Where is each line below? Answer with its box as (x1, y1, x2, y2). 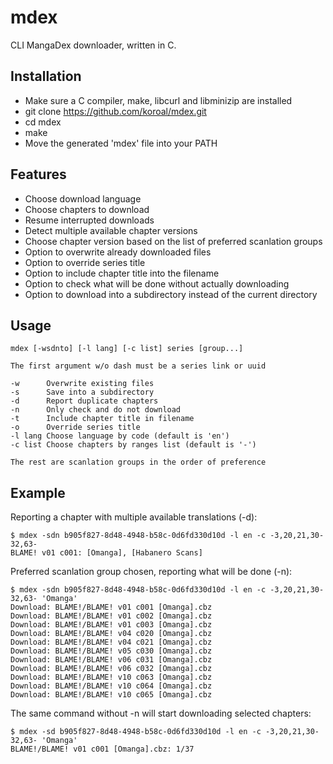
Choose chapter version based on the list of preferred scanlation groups (24, 235, 323, 247)
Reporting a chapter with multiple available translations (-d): (10, 511, 258, 523)
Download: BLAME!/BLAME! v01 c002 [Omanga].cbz (10, 611, 213, 621)
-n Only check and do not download (10, 405, 182, 415)
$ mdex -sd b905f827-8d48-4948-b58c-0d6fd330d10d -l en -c (10, 727, 262, 737)
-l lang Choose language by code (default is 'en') (10, 431, 230, 441)
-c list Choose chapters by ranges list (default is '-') (10, 440, 257, 450)
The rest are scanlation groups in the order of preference (10, 457, 267, 468)
